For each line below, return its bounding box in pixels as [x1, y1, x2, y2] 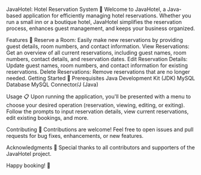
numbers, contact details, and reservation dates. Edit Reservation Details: [6, 56, 188, 62]
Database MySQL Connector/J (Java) [6, 81, 99, 88]
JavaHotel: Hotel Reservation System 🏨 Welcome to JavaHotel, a [6, 6, 166, 13]
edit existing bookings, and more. [6, 114, 89, 121]
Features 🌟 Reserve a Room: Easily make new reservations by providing [6, 37, 183, 43]
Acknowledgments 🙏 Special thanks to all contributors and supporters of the [6, 144, 195, 151]
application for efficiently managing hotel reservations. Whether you [23, 12, 191, 19]
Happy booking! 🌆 [6, 162, 51, 169]
